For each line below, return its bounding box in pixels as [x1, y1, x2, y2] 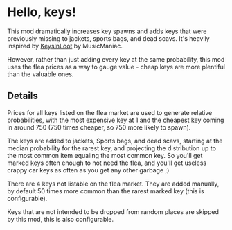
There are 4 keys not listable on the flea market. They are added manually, [7, 179, 220, 188]
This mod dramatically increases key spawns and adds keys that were [7, 27, 207, 35]
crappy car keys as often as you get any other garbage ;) [7, 166, 170, 174]
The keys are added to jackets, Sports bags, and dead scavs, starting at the [7, 136, 223, 145]
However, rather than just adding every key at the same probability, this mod [7, 55, 225, 63]
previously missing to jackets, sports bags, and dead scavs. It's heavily [7, 34, 210, 42]
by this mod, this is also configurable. [7, 215, 114, 223]
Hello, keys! [7, 4, 76, 20]
